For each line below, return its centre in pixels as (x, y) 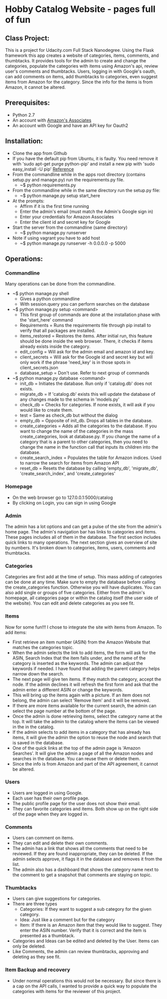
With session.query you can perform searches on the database (84, 304)
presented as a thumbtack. (47, 936)
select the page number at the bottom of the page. (64, 711)
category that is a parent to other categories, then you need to (84, 442)
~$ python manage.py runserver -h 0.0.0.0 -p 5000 (73, 243)
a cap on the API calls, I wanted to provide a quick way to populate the (84, 986)
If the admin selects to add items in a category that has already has (81, 732)
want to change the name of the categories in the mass (77, 431)
